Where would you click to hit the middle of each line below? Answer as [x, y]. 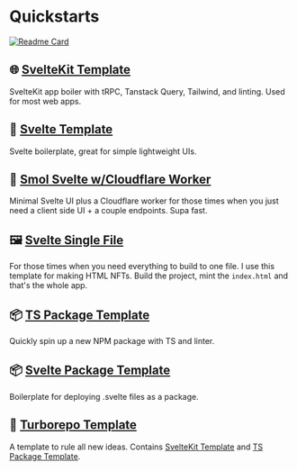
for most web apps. [45, 101]
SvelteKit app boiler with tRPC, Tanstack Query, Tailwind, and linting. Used [147, 91]
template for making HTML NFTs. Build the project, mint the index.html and [149, 276]
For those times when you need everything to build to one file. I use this [142, 267]
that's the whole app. [49, 285]
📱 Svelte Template [61, 129]
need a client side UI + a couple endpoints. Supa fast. [108, 211]
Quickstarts [54, 17]
